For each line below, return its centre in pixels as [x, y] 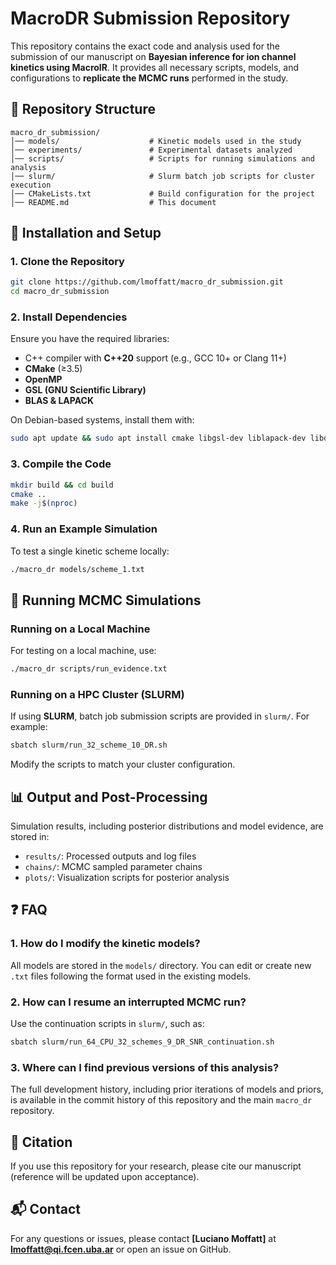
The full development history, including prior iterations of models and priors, [167, 1089]
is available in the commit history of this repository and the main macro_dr [161, 1100]
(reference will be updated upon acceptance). [105, 1176]
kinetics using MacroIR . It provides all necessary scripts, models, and [155, 67]
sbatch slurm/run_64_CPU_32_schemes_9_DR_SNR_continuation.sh [142, 1042]
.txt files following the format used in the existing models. [131, 976]
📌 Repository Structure [83, 109]
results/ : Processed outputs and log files [110, 856]
